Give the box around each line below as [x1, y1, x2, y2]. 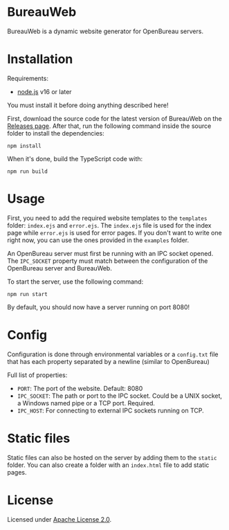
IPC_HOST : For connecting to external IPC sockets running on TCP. [17, 406, 204, 414]
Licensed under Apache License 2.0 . [7, 515, 112, 523]
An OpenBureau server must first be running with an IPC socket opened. [7, 249, 214, 257]
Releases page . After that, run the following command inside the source [7, 122, 212, 130]
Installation [7, 51, 73, 67]
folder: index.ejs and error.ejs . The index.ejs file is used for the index [7, 221, 212, 229]
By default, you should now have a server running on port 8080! [7, 302, 190, 311]
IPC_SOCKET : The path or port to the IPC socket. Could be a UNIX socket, [17, 392, 223, 400]
